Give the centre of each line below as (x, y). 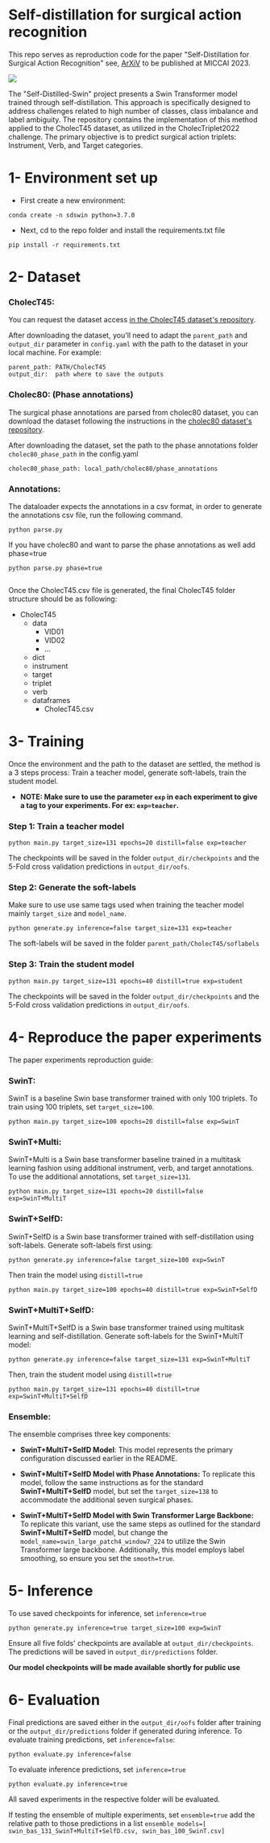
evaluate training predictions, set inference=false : (92, 1740)
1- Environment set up (83, 178)
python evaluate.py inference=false (70, 1755)
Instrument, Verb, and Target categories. (76, 145)
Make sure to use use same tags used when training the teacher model (126, 905)
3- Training (46, 742)
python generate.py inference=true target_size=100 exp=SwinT (115, 1628)
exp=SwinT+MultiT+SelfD (48, 1396)
